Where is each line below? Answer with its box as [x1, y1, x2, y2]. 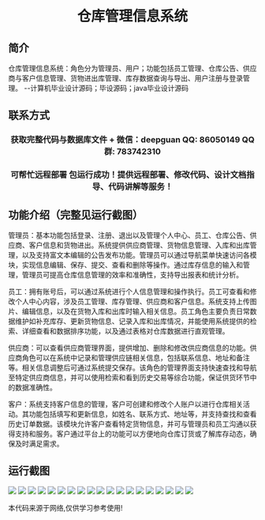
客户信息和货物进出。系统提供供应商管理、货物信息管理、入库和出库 [28, 240, 250, 250]
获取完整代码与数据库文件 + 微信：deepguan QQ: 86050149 [10, 134, 241, 145]
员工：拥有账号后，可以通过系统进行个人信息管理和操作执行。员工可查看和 [8, 287, 250, 296]
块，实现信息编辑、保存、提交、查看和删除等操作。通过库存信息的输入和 [8, 260, 243, 269]
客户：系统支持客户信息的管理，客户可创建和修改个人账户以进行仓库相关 [8, 400, 243, 409]
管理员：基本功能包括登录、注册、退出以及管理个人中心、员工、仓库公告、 [8, 231, 250, 240]
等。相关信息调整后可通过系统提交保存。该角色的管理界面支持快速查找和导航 [8, 363, 257, 372]
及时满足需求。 [14, 439, 64, 449]
